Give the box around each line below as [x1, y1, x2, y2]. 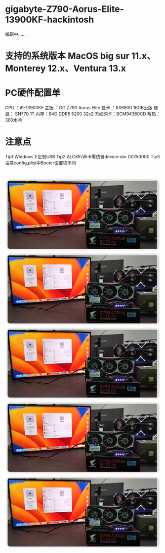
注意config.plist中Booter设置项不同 [5, 160, 77, 166]
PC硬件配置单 [5, 87, 61, 99]
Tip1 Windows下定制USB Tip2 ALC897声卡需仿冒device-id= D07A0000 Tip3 [5, 154, 160, 159]
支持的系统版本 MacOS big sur [5, 51, 130, 62]
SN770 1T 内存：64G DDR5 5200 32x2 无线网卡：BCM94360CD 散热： [14, 111, 161, 117]
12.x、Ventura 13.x [47, 63, 126, 74]
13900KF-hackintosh [5, 14, 94, 25]
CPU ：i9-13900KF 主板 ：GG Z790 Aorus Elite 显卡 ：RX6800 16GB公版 [5, 105, 153, 111]
